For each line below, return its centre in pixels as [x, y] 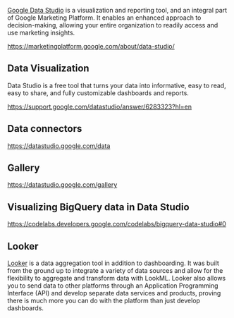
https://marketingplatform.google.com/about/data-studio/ [91, 46]
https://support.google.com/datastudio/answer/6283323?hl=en [100, 106]
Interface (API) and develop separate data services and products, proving [114, 293]
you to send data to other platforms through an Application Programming [113, 286]
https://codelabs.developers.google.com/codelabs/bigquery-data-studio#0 [117, 224]
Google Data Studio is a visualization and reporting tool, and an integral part [117, 10]
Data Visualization [48, 69]
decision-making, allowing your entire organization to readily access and [113, 25]
